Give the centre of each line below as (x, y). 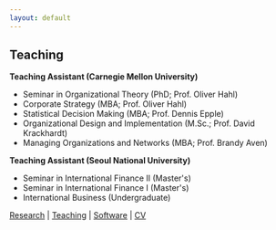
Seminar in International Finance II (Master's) (107, 178)
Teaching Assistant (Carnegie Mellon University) (104, 77)
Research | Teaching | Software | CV (78, 215)
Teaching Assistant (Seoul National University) (100, 161)
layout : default (40, 18)
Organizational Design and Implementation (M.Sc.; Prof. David (138, 123)
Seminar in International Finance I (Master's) (106, 188)
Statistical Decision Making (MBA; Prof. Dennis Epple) (123, 114)
